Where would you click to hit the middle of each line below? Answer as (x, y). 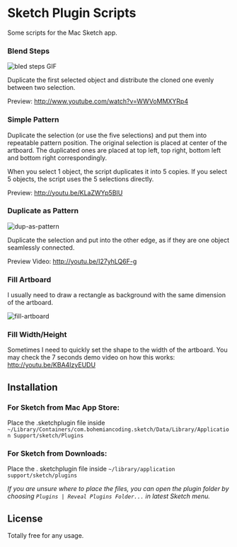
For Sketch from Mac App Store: (64, 407)
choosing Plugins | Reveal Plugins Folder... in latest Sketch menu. (109, 496)
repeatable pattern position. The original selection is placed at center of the (117, 142)
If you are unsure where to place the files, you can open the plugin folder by (118, 489)
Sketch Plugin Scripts (72, 13)
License (25, 518)
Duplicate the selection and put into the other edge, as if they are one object (118, 240)
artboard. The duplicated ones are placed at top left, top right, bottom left (114, 150)
